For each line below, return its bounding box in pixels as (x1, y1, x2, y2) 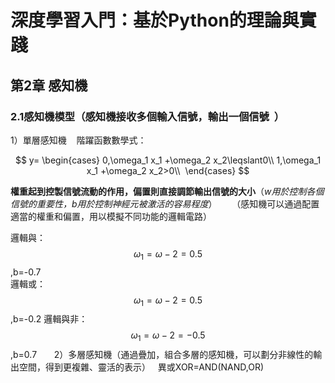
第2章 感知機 (10, 77, 88, 94)
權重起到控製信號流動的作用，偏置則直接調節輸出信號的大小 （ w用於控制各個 (10, 185, 325, 197)
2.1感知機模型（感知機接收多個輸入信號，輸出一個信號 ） (10, 109, 285, 123)
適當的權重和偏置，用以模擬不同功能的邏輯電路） (10, 210, 212, 222)
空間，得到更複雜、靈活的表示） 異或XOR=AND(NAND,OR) (18, 361, 265, 373)
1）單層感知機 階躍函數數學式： (10, 134, 147, 146)
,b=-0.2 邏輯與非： (10, 313, 88, 325)
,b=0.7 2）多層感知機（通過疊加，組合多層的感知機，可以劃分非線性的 (10, 349, 314, 361)
